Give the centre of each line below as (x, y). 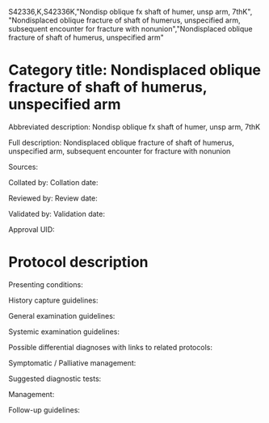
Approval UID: (32, 229)
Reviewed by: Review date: (53, 198)
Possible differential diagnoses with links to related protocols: (110, 347)
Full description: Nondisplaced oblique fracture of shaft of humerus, (121, 142)
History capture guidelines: (53, 300)
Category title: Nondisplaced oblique (134, 70)
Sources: (23, 167)
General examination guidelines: (62, 315)
